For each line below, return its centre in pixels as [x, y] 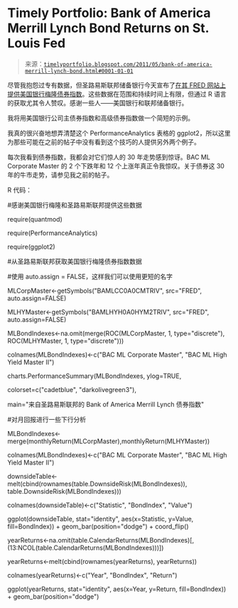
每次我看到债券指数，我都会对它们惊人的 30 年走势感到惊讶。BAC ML [109, 157]
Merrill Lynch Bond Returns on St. [108, 28]
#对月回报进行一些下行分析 [47, 419]
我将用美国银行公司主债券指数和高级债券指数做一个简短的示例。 [101, 118]
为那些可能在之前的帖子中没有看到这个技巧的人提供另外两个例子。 [104, 142]
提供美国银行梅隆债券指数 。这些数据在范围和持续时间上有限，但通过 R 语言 [117, 94]
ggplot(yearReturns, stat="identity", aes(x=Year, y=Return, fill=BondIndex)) [117, 589]
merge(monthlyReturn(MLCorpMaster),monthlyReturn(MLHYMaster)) [109, 441]
